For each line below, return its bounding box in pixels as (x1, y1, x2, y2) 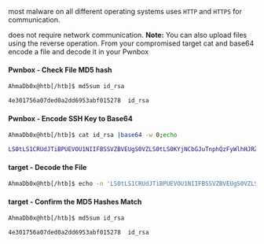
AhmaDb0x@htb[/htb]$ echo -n (8, 180, 104, 188)
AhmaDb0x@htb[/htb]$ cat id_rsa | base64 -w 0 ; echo (8, 131, 178, 139)
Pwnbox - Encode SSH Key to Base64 (8, 113, 134, 123)
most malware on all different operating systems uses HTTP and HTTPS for (8, 7, 242, 16)
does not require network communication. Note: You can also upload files (8, 31, 247, 39)
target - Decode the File (8, 162, 87, 172)
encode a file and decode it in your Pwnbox (8, 47, 149, 56)
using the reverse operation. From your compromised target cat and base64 (8, 39, 255, 48)
